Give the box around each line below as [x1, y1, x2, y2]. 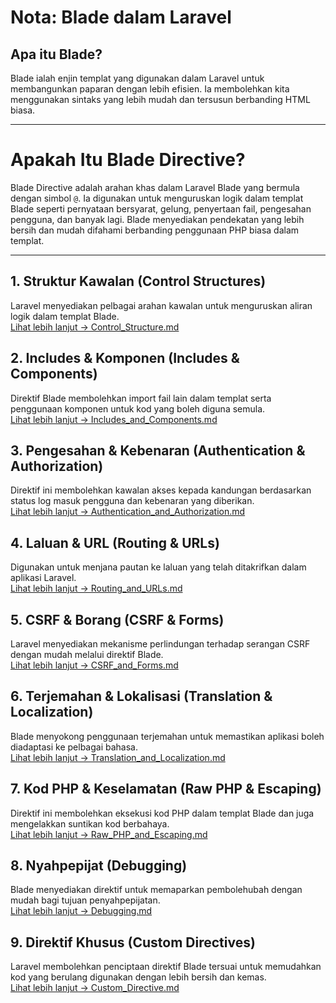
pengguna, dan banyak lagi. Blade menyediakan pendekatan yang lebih [10, 213, 305, 225]
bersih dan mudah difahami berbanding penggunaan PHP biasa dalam [10, 224, 300, 236]
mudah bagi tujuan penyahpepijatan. [10, 894, 161, 906]
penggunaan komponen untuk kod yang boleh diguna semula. [10, 402, 266, 415]
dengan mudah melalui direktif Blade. [10, 649, 164, 660]
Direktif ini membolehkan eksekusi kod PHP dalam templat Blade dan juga [10, 807, 315, 819]
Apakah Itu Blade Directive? [10, 149, 246, 171]
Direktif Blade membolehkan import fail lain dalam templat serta [10, 392, 272, 404]
